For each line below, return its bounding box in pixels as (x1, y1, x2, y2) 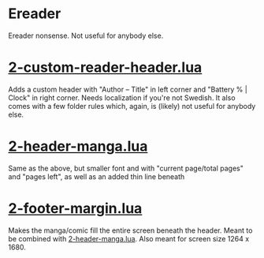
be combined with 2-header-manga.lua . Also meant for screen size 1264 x (8, 234, 250, 243)
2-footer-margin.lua (8, 200, 143, 217)
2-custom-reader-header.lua (8, 58, 203, 77)
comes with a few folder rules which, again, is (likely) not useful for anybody (8, 101, 256, 110)
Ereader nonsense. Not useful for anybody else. (8, 31, 164, 40)
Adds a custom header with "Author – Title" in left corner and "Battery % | (8, 84, 248, 94)
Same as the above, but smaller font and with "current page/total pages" (8, 163, 244, 173)
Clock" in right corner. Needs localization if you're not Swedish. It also (8, 92, 236, 103)
